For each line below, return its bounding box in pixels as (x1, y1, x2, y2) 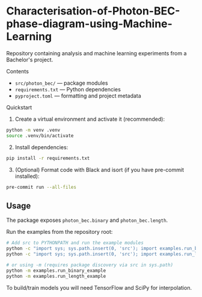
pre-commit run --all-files (6, 184, 77, 190)
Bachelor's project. (6, 56, 54, 63)
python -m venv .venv (6, 127, 61, 133)
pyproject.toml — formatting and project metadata (14, 92, 141, 99)
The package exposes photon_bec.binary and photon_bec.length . (6, 216, 168, 224)
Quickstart (6, 103, 32, 111)
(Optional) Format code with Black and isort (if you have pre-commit (14, 166, 185, 173)
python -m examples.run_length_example (6, 273, 106, 279)
